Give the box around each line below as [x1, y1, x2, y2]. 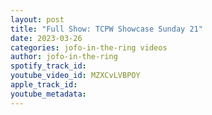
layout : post [10, 14, 65, 25]
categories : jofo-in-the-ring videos [10, 42, 168, 53]
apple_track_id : [10, 80, 78, 90]
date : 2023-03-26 [10, 33, 83, 43]
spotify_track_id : [10, 61, 87, 71]
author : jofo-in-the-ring [10, 52, 118, 62]
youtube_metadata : [10, 89, 87, 99]
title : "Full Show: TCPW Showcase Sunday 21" [10, 24, 203, 34]
